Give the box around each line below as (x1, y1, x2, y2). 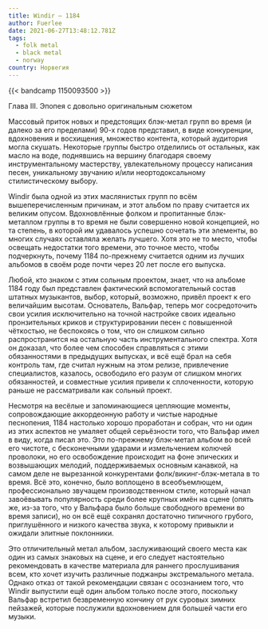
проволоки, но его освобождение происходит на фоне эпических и (8, 452, 239, 461)
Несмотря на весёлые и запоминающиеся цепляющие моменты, (8, 400, 231, 410)
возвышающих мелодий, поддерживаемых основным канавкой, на (8, 460, 238, 470)
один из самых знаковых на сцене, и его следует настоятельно (8, 552, 225, 562)
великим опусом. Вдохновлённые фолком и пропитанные (8, 209, 206, 218)
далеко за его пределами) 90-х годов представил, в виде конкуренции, (8, 125, 254, 134)
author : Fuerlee (8, 19, 62, 27)
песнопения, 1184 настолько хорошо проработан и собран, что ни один (8, 417, 253, 428)
